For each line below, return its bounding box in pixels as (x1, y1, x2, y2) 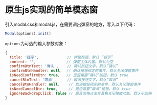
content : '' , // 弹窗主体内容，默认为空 (9, 59, 113, 64)
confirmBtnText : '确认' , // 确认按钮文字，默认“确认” (9, 64, 118, 69)
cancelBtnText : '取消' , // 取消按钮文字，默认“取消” (9, 77, 118, 83)
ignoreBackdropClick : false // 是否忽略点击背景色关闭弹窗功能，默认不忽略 (9, 91, 152, 96)
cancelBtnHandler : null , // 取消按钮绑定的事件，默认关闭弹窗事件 (9, 82, 141, 87)
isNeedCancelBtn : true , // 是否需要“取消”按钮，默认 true (9, 86, 131, 91)
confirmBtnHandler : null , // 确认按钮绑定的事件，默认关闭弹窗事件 (9, 69, 139, 73)
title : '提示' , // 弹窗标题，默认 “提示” (9, 54, 113, 60)
